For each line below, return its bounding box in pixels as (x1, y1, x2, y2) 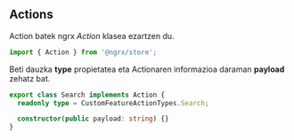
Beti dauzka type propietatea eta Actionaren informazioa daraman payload (9, 64, 285, 74)
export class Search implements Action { (9, 90, 166, 99)
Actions (9, 7, 53, 22)
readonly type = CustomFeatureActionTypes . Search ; (17, 98, 209, 107)
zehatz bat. (9, 73, 51, 83)
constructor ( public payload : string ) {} (17, 114, 169, 123)
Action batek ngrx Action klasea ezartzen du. (9, 30, 176, 41)
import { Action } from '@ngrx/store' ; (9, 48, 158, 57)
